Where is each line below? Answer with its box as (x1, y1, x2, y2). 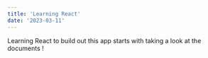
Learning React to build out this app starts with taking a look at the (7, 36, 202, 45)
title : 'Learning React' (7, 10, 81, 18)
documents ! (7, 44, 44, 52)
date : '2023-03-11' (7, 17, 65, 24)
